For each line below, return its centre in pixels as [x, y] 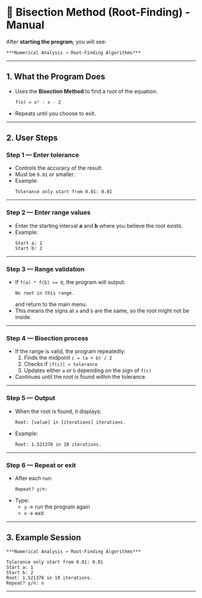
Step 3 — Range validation [45, 269]
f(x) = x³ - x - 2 [38, 102]
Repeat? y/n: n [25, 583]
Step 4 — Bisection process [47, 338]
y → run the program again [57, 507]
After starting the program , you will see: [57, 41]
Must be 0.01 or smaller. [45, 174]
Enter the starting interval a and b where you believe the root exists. [99, 225]
